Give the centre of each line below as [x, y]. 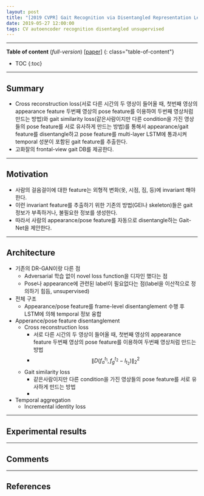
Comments [28, 459]
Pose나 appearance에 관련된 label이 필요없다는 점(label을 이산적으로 [107, 284]
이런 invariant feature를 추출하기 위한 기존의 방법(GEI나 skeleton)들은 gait [104, 205]
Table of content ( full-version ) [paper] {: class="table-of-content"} [90, 52]
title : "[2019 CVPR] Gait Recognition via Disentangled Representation [99, 18]
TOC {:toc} [29, 64]
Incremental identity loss [55, 407]
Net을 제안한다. [33, 228]
